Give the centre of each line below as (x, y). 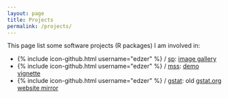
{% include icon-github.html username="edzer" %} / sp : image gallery (117, 59)
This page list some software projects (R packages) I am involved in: (104, 46)
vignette (29, 73)
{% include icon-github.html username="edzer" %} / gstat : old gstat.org (119, 81)
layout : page (26, 13)
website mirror (37, 88)
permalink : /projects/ (39, 26)
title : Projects (30, 20)
